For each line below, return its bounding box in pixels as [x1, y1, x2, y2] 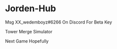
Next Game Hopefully [5, 38, 49, 44]
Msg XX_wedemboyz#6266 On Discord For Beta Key [5, 19, 112, 25]
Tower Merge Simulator [5, 28, 53, 34]
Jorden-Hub [5, 3, 57, 14]
